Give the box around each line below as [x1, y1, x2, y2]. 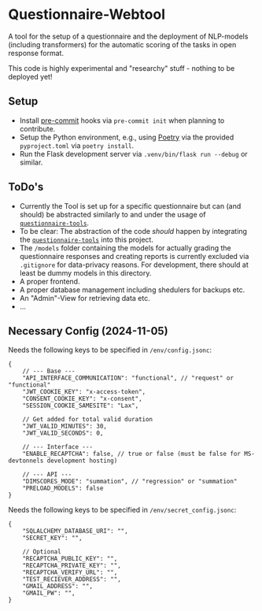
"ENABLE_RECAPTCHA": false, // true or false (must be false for [22, 450, 242, 458]
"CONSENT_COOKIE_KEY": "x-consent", [22, 395, 143, 403]
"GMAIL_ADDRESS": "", [22, 583, 93, 591]
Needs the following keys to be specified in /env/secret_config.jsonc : [8, 505, 237, 515]
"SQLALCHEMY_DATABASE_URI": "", [22, 528, 128, 535]
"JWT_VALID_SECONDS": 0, [22, 429, 104, 438]
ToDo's [8, 180, 44, 194]
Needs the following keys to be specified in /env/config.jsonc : [8, 345, 212, 355]
